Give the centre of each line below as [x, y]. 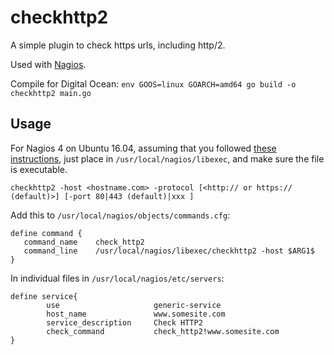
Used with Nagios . [48, 64]
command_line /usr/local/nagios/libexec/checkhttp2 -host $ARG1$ [169, 251]
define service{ [44, 296]
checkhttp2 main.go [51, 93]
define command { [46, 233]
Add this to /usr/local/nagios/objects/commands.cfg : [120, 215]
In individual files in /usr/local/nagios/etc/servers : [117, 278]
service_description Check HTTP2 [124, 322]
